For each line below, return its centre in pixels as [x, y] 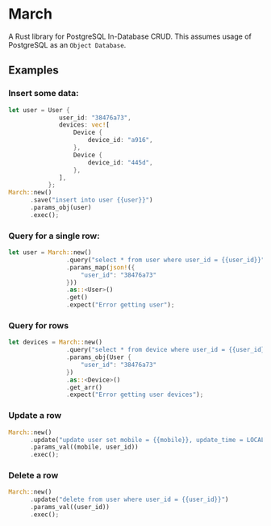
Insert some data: [44, 94]
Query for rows [39, 325]
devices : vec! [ [85, 125]
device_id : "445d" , [120, 162]
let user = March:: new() [50, 253]
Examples [33, 71]
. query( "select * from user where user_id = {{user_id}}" [165, 260]
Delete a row [33, 475]
